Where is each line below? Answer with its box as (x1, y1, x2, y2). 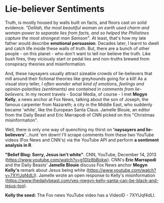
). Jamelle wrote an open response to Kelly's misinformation (35, 172, 155, 178)
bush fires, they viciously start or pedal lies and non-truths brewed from (5, 56, 150, 61)
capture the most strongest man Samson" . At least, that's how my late (5, 35, 146, 41)
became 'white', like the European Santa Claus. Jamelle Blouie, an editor (5, 106, 150, 113)
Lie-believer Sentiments (5, 3, 105, 15)
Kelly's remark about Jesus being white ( (5, 167, 88, 173)
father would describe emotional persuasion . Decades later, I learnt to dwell (5, 40, 159, 46)
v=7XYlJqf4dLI (5, 172, 35, 178)
